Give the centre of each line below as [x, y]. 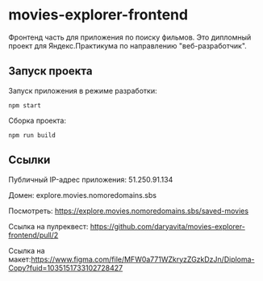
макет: [20, 259]
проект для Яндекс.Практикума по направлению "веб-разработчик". [128, 45]
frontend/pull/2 [33, 235]
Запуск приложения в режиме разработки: [83, 90]
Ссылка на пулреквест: [48, 226]
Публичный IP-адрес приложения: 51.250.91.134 [91, 179]
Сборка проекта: [38, 120]
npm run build [32, 135]
